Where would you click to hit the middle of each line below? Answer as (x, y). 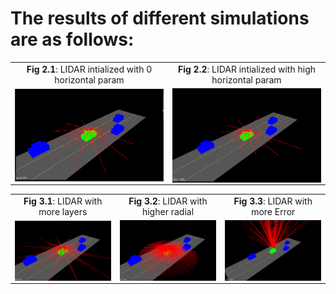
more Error (273, 211)
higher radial (168, 211)
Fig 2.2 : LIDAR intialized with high (247, 69)
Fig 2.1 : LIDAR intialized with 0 (89, 69)
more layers (63, 211)
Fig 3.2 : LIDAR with (168, 201)
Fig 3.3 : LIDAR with (273, 201)
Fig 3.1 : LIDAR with (63, 201)
